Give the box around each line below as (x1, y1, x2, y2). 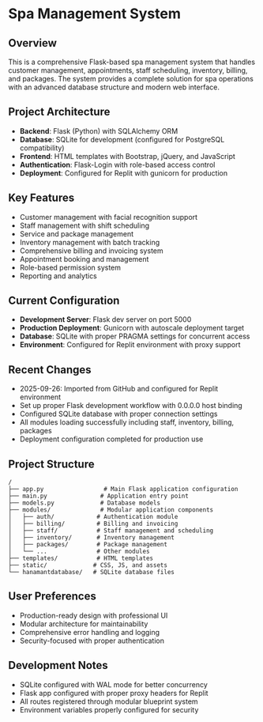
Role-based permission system (19, 263, 121, 272)
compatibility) (19, 143, 65, 153)
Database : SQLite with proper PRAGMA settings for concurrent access (19, 331, 250, 341)
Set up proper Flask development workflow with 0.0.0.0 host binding (19, 401, 242, 410)
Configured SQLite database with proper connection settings (19, 409, 218, 419)
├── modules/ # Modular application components (8, 506, 214, 514)
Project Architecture (8, 105, 111, 119)
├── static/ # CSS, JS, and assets (8, 561, 168, 569)
